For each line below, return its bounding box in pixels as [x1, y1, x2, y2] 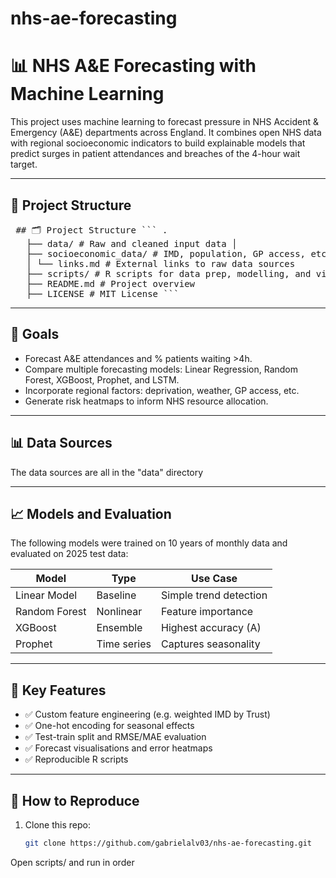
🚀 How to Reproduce [10, 792, 140, 809]
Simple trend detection [160, 588, 268, 602]
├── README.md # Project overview [26, 278, 196, 289]
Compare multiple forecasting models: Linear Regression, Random [24, 363, 299, 375]
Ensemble [96, 621, 143, 635]
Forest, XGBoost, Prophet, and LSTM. [24, 373, 180, 386]
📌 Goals [10, 326, 60, 343]
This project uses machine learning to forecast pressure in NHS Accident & [10, 116, 319, 128]
